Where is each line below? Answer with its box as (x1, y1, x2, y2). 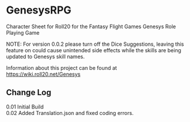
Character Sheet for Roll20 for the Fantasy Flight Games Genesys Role (6, 23, 177, 30)
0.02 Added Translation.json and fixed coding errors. (6, 109, 134, 116)
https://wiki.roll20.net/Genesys (6, 70, 81, 77)
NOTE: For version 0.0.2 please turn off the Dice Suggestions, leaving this (6, 40, 185, 48)
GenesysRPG (6, 4, 72, 17)
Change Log (6, 87, 52, 97)
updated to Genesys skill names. (6, 53, 85, 60)
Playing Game (6, 29, 40, 36)
